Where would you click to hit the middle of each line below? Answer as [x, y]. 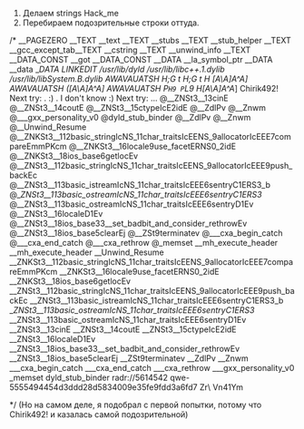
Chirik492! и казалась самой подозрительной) [99, 414]
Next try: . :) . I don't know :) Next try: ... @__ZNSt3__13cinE [119, 98]
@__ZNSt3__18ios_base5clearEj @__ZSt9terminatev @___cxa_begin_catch [146, 233]
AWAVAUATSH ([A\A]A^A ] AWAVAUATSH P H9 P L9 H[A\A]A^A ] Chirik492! [144, 88]
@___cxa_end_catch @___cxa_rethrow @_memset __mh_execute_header [144, 243]
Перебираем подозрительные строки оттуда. [111, 23]
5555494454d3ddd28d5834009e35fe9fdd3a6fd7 [103, 387]
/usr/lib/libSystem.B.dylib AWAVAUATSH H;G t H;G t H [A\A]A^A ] [129, 79]
